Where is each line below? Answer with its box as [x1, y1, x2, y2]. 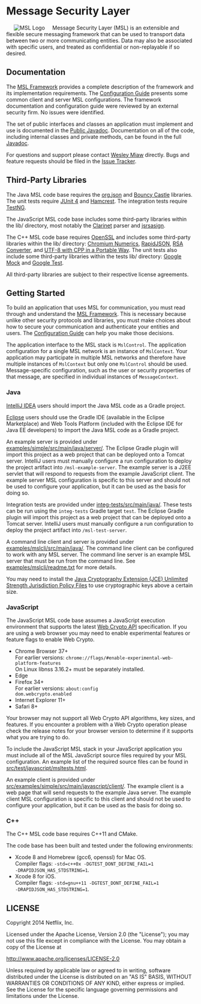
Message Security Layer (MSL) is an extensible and [52, 24, 180, 31]
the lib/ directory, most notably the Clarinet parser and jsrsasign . [6, 221, 166, 229]
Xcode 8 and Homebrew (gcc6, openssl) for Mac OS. [14, 854, 146, 861]
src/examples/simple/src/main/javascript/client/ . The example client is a [6, 782, 184, 789]
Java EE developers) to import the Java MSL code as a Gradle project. [6, 426, 180, 434]
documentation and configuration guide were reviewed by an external [6, 102, 179, 109]
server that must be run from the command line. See [6, 557, 136, 564]
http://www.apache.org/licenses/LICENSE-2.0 [6, 955, 120, 962]
